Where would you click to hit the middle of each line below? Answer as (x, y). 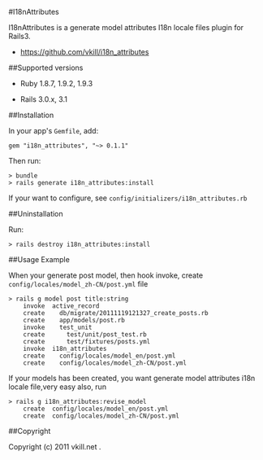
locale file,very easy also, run (58, 387)
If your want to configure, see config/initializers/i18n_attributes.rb (128, 198)
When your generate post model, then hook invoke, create (106, 275)
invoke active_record (61, 306)
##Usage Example (39, 259)
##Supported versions (46, 68)
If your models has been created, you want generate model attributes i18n (132, 378)
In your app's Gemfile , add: (54, 131)
